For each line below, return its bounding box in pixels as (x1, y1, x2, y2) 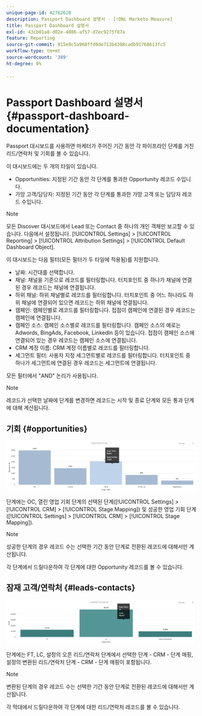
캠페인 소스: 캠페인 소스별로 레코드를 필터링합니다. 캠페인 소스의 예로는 (14, 322, 181, 329)
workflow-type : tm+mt (6, 48, 61, 54)
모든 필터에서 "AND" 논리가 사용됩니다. (6, 372, 98, 380)
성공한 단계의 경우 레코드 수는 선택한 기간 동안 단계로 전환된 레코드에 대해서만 (6, 543, 188, 550)
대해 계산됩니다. (12, 404, 50, 412)
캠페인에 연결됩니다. (14, 314, 62, 321)
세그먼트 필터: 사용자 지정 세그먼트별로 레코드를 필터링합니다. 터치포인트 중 (14, 352, 191, 359)
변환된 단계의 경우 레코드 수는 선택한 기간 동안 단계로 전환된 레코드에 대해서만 (6, 683, 188, 690)
